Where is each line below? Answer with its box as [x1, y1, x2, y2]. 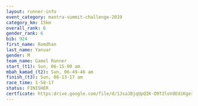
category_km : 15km [6, 19, 51, 25]
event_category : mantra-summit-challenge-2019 [6, 14, 123, 20]
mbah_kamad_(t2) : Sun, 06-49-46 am [6, 69, 94, 75]
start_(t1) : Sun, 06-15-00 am [6, 63, 81, 69]
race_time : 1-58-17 [6, 80, 54, 86]
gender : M [6, 52, 31, 58]
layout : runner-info [6, 8, 57, 15]
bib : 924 [6, 36, 28, 42]
